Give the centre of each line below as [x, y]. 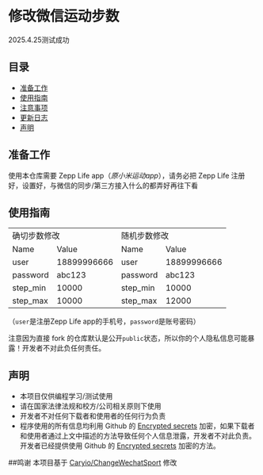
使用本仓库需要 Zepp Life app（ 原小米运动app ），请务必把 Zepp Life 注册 [127, 175]
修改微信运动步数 [64, 16]
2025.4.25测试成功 [39, 40]
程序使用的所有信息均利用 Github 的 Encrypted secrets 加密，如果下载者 [137, 426]
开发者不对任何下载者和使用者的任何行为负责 [93, 416]
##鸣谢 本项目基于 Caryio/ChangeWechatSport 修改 [93, 463]
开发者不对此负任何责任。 [63, 348]
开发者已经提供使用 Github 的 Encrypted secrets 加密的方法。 [120, 446]
